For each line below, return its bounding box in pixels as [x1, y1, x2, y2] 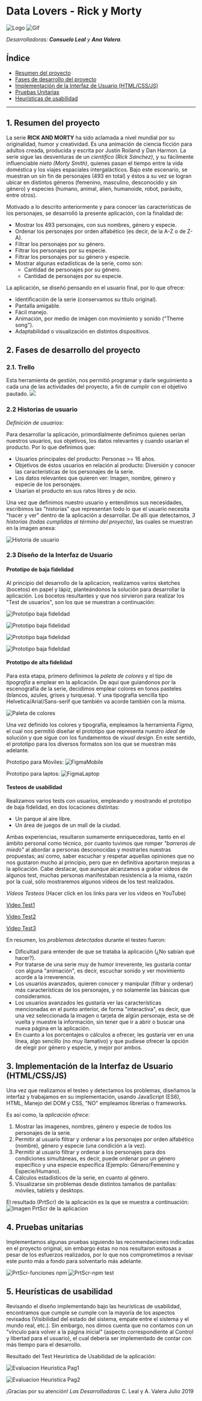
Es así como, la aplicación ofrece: [6, 1111, 90, 1118]
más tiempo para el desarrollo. [6, 1341, 82, 1348]
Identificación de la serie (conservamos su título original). [14, 295, 158, 303]
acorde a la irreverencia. [14, 974, 76, 981]
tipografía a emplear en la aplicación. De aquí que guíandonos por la [6, 678, 176, 685]
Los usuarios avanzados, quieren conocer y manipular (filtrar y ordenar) [14, 980, 194, 988]
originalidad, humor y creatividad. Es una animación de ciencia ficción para [6, 140, 192, 147]
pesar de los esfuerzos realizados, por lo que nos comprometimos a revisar [6, 1251, 194, 1258]
